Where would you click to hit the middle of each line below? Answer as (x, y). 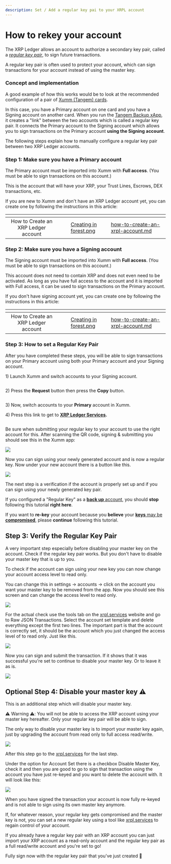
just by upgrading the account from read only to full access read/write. (79, 735)
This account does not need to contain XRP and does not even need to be (83, 276)
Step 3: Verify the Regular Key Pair (61, 536)
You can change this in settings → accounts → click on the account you (80, 584)
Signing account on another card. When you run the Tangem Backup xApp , (84, 114)
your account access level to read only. (46, 574)
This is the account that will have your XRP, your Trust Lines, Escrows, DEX (84, 186)
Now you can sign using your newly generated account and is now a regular (85, 459)
